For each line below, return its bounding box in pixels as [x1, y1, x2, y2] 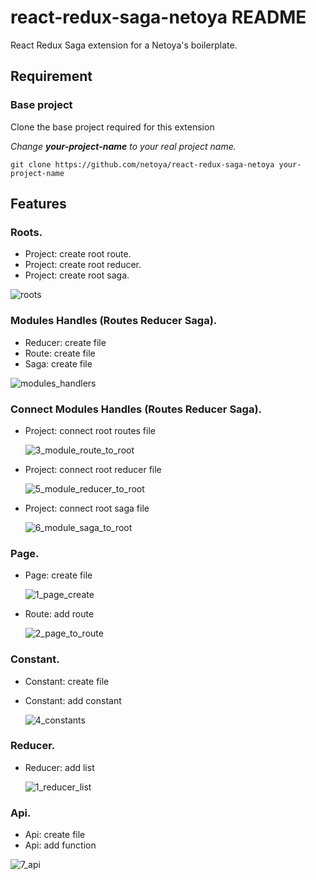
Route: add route [24, 608, 95, 620]
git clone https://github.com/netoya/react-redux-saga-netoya [10, 159, 275, 170]
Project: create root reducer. [24, 259, 142, 271]
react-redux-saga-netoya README [10, 6, 307, 29]
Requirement [10, 68, 93, 85]
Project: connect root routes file [24, 424, 156, 436]
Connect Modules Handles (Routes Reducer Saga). [10, 402, 263, 416]
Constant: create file [24, 675, 110, 687]
